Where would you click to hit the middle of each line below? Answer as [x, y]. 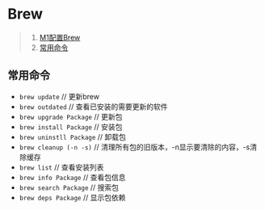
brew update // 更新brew [59, 96]
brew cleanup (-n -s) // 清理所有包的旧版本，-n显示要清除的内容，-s [135, 147]
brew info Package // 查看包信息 [72, 177]
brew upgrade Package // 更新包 [71, 116]
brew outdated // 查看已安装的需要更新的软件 [93, 107]
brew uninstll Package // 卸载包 [73, 136]
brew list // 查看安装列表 [61, 167]
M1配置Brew [60, 37]
